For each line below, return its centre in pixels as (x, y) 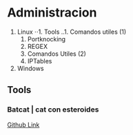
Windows (30, 68)
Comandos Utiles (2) (57, 54)
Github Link (23, 125)
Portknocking (47, 39)
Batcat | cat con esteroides (53, 110)
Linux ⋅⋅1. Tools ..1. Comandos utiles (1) (72, 32)
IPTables (40, 61)
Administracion (52, 13)
